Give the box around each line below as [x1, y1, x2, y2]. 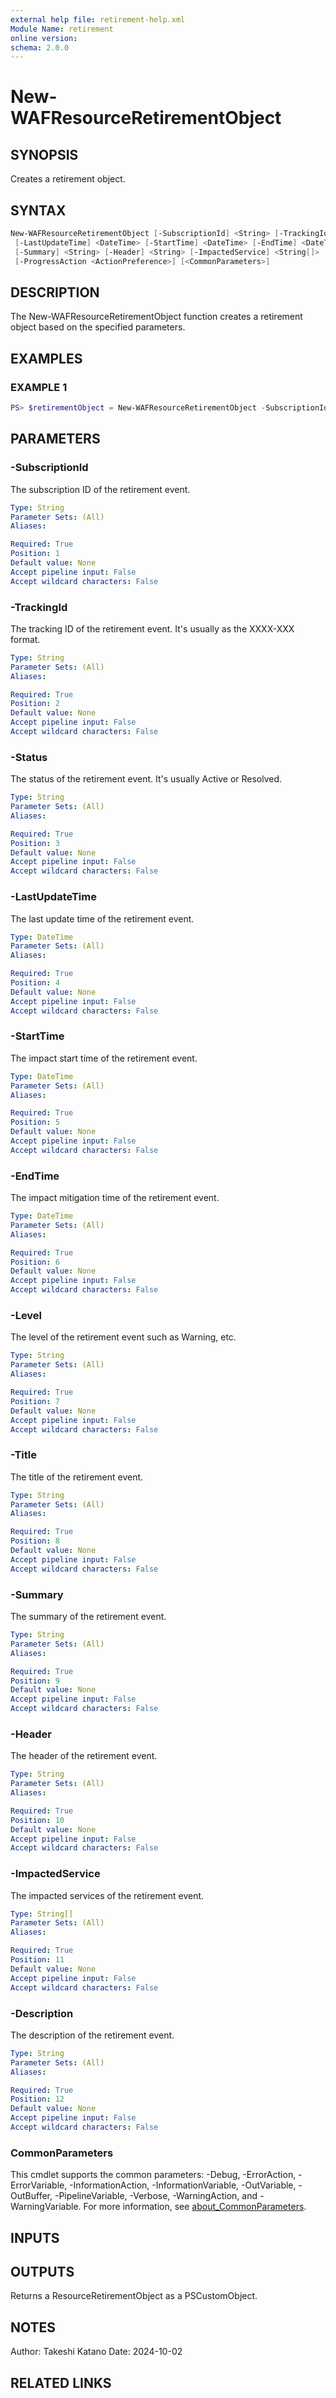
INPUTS [10, 2229, 60, 2246]
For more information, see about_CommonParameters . [83, 2201, 307, 2213]
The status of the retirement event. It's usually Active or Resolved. [10, 773, 283, 785]
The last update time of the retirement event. [10, 912, 195, 925]
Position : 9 [10, 1676, 60, 1686]
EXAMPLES [10, 350, 83, 367]
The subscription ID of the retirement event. [10, 483, 191, 495]
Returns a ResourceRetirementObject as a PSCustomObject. [10, 2290, 258, 2302]
